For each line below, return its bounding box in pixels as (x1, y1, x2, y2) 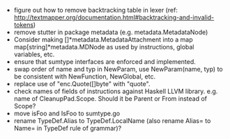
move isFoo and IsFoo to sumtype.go (13, 109, 121, 117)
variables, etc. (13, 50, 55, 58)
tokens (13, 21, 33, 28)
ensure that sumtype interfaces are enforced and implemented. (13, 58, 197, 65)
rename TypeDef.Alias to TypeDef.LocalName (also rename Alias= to (13, 117, 211, 124)
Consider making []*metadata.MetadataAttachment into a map (13, 35, 193, 44)
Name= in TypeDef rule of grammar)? (13, 124, 122, 132)
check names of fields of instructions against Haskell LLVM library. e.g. (13, 87, 218, 95)
